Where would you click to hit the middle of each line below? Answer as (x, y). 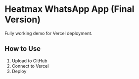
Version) (23, 20)
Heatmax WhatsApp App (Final (69, 9)
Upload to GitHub (29, 61)
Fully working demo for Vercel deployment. (48, 33)
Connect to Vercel (30, 66)
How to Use (23, 49)
